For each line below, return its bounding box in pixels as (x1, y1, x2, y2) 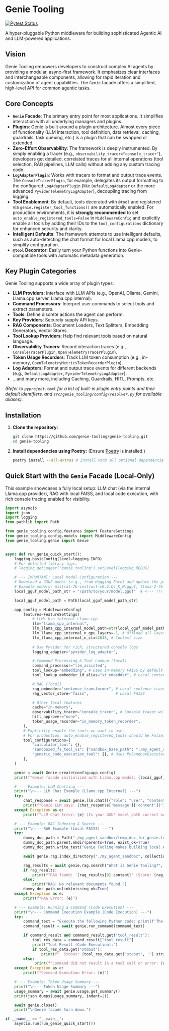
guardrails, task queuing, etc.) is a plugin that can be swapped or (12, 134, 147, 140)
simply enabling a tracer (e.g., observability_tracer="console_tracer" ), (12, 150, 162, 156)
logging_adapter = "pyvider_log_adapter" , (32, 649, 118, 655)
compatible (12, 252, 36, 258)
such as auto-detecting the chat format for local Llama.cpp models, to (12, 236, 158, 242)
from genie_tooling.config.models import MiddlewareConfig (5, 533, 132, 538)
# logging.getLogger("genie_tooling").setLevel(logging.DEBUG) (14, 566, 150, 571)
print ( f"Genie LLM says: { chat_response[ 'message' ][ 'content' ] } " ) (23, 803, 165, 808)
